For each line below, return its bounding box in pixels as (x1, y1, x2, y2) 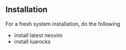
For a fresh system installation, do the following (5, 20, 121, 27)
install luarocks (14, 38, 51, 45)
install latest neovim (14, 32, 62, 39)
